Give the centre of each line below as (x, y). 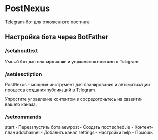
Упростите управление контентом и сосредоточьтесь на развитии (74, 99)
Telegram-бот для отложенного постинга (47, 22)
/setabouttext (22, 51)
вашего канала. (21, 104)
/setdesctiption (24, 74)
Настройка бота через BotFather (57, 37)
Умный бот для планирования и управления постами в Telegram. (72, 62)
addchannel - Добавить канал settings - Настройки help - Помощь (85, 132)
